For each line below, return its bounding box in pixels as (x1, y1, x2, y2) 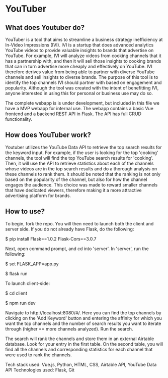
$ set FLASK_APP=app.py (5, 261, 59, 267)
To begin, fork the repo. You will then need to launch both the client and (5, 220, 154, 226)
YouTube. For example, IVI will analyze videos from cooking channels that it (5, 53, 161, 59)
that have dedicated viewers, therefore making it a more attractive (5, 187, 142, 193)
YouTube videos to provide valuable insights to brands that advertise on (5, 48, 154, 53)
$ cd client (5, 290, 28, 296)
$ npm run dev (5, 300, 36, 306)
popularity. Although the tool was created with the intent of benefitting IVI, (5, 85, 159, 91)
